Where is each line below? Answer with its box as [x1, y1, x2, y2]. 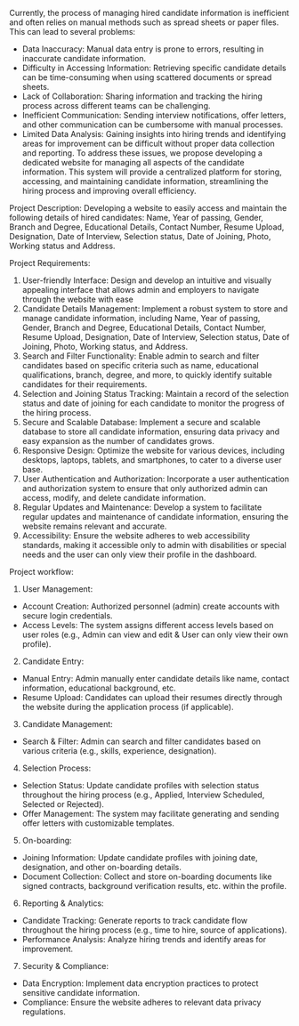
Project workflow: [9, 567, 74, 577]
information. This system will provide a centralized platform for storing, [21, 166, 282, 177]
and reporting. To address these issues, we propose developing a [21, 148, 263, 158]
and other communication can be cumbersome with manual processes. [21, 119, 284, 130]
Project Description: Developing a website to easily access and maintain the [9, 203, 287, 213]
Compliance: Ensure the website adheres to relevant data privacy [21, 997, 262, 1007]
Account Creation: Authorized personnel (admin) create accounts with [21, 601, 280, 611]
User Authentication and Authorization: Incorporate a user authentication [21, 473, 290, 484]
